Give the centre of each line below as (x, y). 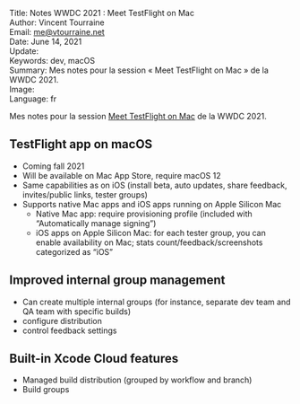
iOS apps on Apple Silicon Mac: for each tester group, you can (150, 233)
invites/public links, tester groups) (85, 194)
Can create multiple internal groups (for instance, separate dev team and (156, 302)
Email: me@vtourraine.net (57, 32)
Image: (22, 89)
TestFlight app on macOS (81, 144)
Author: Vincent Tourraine (57, 22)
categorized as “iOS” (74, 251)
